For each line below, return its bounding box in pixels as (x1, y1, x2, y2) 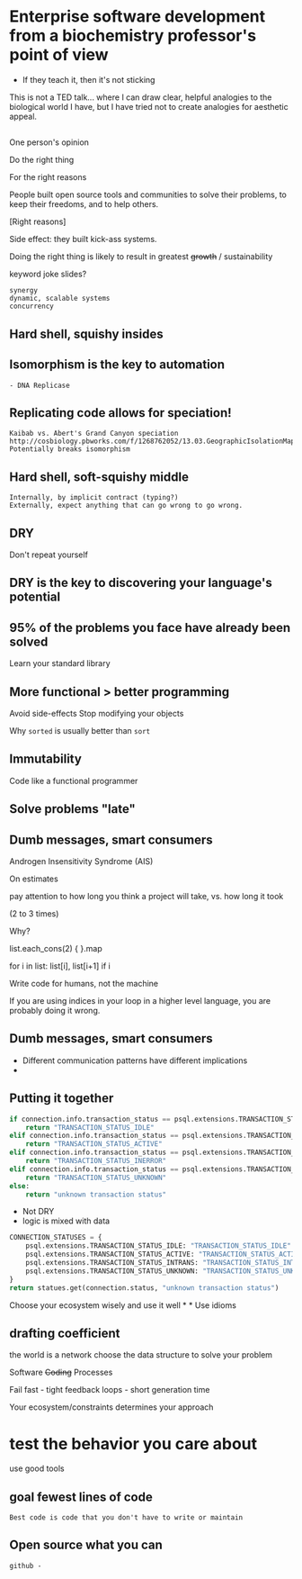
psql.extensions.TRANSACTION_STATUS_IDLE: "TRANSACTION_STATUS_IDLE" (25, 1241, 292, 1250)
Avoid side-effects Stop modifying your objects (9, 708, 184, 718)
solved (9, 634, 49, 649)
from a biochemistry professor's (9, 25, 257, 46)
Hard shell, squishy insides (9, 326, 164, 341)
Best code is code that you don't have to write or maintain (9, 1513, 244, 1522)
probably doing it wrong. (9, 1006, 101, 1015)
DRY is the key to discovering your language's (9, 575, 272, 591)
